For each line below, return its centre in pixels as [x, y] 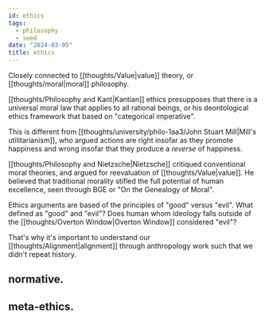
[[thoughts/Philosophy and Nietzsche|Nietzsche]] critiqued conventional [127, 164]
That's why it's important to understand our [80, 237]
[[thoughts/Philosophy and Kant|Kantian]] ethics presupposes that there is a [133, 99]
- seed [26, 38]
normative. [36, 280]
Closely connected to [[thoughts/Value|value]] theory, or [101, 75]
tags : [17, 23]
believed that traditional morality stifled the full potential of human [116, 181]
